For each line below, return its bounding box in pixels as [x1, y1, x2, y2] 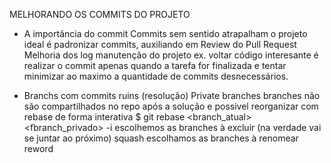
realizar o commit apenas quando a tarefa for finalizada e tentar [23, 60, 287, 71]
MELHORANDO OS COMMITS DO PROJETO [9, 9, 191, 20]
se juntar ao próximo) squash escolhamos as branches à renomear [23, 132, 299, 144]
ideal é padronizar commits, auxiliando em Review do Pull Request [23, 39, 297, 50]
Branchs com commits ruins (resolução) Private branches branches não [23, 90, 321, 101]
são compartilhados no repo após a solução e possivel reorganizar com [23, 100, 319, 112]
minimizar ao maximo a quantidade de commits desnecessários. [23, 70, 289, 82]
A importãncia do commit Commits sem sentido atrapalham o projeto [23, 28, 308, 39]
